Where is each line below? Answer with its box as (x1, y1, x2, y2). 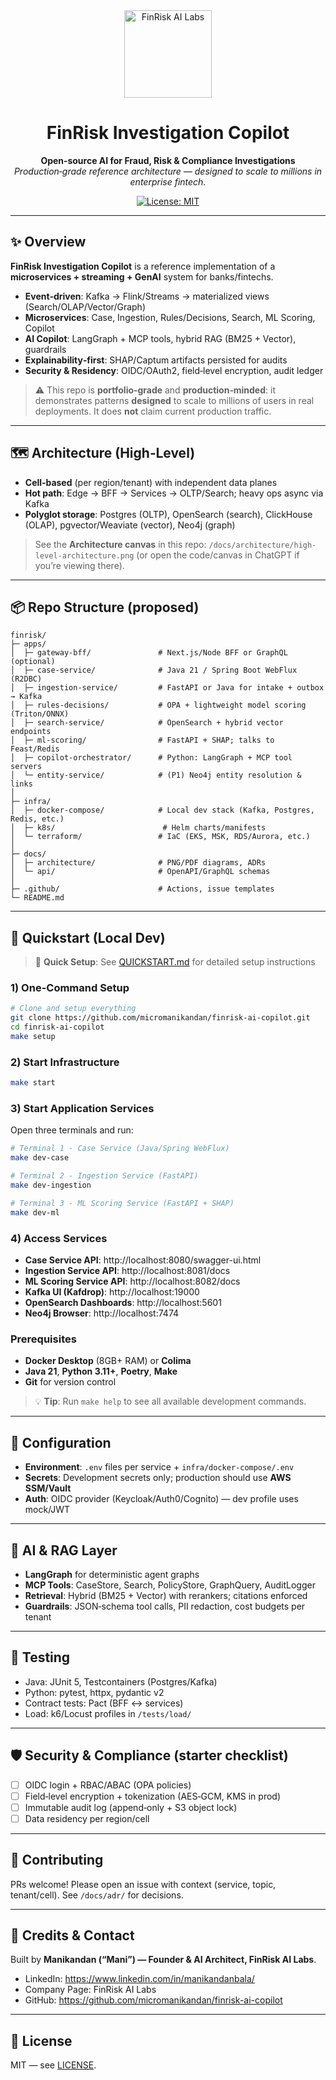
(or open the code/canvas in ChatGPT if (136, 549, 300, 561)
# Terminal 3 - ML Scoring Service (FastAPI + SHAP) (10, 1198, 235, 1208)
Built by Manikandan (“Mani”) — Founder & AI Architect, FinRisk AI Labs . (10, 1954, 317, 1966)
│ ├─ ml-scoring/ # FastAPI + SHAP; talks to (10, 735, 275, 746)
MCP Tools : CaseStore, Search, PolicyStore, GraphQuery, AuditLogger (24, 1579, 316, 1591)
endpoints (10, 727, 52, 737)
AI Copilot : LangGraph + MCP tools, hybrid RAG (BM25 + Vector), (24, 332, 297, 344)
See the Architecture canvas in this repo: (34, 538, 207, 550)
